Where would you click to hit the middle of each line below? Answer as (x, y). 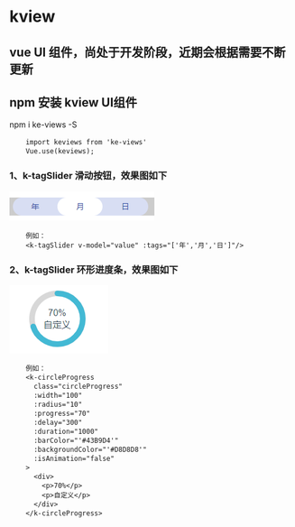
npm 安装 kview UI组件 (74, 102)
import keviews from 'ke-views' (86, 143)
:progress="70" (62, 413)
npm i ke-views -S (43, 125)
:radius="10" (58, 404)
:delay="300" (58, 422)
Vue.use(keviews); (60, 152)
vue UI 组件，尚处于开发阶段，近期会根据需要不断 (147, 52)
